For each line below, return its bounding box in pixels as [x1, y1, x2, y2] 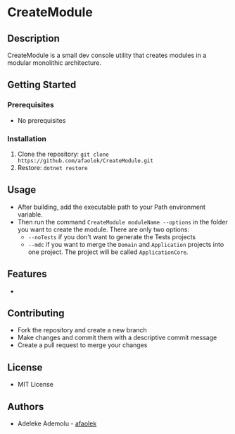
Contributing [7, 308, 65, 319]
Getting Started [7, 79, 77, 91]
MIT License [17, 380, 54, 389]
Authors [7, 400, 44, 413]
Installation [7, 133, 47, 143]
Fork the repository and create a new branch [17, 326, 148, 334]
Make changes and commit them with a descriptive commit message [17, 333, 217, 342]
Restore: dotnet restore [17, 163, 88, 171]
